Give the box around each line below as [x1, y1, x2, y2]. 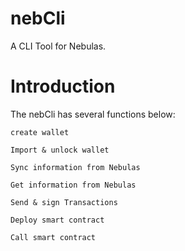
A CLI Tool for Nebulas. [10, 40, 107, 52]
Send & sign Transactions [10, 197, 118, 207]
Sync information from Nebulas [10, 162, 141, 172]
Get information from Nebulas [10, 180, 137, 190]
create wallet [10, 127, 70, 137]
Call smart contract [10, 232, 97, 242]
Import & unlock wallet [10, 145, 110, 155]
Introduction [10, 75, 116, 98]
